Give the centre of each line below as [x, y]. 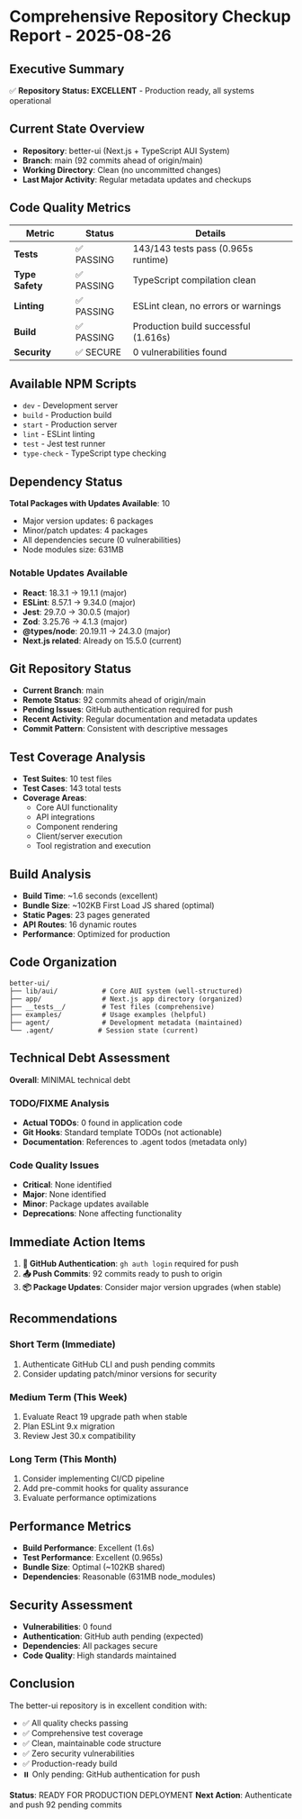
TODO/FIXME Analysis [59, 1103]
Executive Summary [67, 69]
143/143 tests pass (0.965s [193, 248]
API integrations [65, 817]
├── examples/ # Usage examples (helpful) [108, 1014]
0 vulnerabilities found [180, 351]
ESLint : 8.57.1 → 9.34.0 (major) [79, 602]
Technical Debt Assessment [90, 1058]
